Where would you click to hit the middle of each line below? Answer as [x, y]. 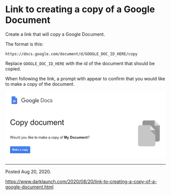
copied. [13, 69]
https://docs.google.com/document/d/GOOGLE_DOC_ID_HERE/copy [72, 54]
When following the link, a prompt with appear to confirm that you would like [85, 78]
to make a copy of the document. [40, 84]
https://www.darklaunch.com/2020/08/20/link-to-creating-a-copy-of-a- [81, 182]
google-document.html [30, 187]
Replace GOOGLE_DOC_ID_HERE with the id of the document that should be [80, 63]
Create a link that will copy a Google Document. [55, 34]
